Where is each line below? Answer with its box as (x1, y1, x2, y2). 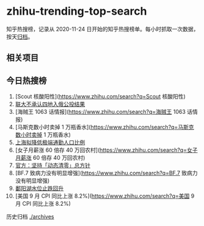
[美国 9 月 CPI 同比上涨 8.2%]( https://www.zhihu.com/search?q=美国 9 (15, 192, 195, 200)
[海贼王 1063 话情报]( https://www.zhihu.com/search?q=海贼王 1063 (15, 108, 186, 116)
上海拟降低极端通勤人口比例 (15, 139, 86, 146)
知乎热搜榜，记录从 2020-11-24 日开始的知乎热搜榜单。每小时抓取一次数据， (6, 25, 199, 32)
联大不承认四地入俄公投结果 (15, 100, 86, 108)
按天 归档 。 (6, 32, 34, 40)
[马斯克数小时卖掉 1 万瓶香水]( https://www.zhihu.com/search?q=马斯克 (15, 124, 194, 131)
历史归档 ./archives (6, 213, 54, 220)
